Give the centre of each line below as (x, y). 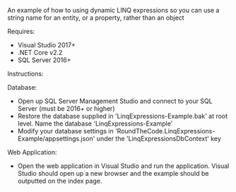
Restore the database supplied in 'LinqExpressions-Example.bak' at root (123, 116)
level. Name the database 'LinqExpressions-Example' (95, 124)
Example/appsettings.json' (56, 138)
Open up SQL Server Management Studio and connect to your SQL (115, 101)
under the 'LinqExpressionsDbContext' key (159, 138)
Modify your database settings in (66, 131)
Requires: (21, 31)
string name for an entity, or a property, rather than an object (96, 18)
